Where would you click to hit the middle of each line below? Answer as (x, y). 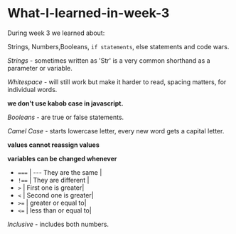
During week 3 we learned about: (56, 33)
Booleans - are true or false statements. (66, 117)
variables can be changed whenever (62, 158)
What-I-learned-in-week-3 (88, 13)
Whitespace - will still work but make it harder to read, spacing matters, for (117, 82)
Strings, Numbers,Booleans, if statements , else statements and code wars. (118, 46)
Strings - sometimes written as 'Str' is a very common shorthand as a (109, 60)
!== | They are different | (53, 180)
